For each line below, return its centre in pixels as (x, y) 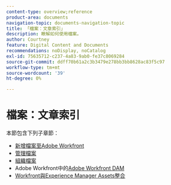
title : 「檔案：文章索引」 (36, 28)
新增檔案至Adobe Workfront (49, 146)
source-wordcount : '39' (36, 73)
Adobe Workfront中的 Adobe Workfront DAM (70, 168)
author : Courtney (28, 40)
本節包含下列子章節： (32, 133)
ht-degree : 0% (24, 78)
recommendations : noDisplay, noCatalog (56, 51)
